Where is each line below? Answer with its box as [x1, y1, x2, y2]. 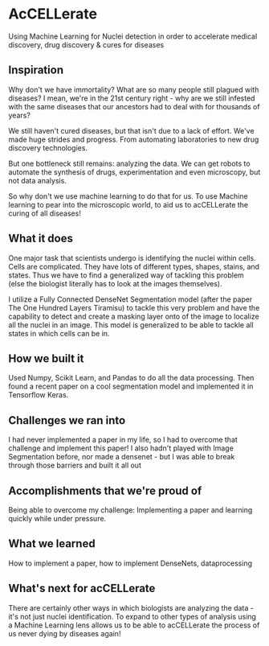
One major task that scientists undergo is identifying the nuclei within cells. [8, 253, 256, 262]
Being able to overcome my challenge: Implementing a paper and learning [8, 505, 253, 515]
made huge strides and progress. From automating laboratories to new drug [8, 134, 259, 144]
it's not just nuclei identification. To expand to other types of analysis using [8, 611, 257, 621]
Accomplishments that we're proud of [8, 483, 202, 497]
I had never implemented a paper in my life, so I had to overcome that [8, 435, 238, 445]
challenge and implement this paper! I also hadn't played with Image [8, 443, 234, 453]
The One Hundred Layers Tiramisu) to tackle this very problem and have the [8, 302, 260, 312]
